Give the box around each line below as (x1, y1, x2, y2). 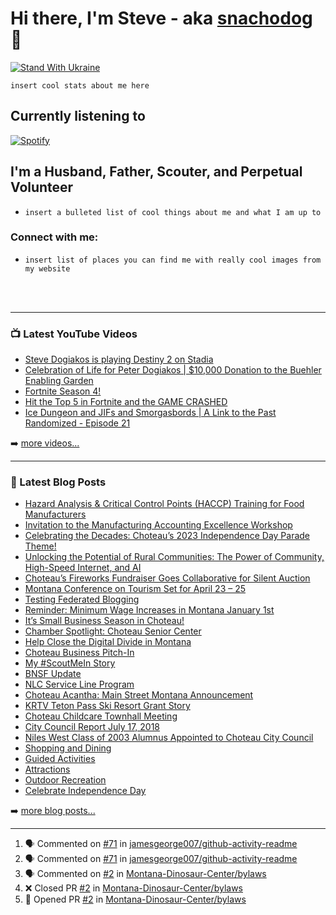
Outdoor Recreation (24, 774, 107, 786)
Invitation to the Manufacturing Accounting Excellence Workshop (24, 519, 293, 531)
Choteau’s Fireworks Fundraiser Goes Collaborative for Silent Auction (24, 572, 311, 584)
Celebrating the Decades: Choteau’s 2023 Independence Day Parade (24, 530, 311, 542)
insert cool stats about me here (10, 80, 150, 91)
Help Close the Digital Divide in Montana (24, 636, 192, 648)
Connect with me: (10, 230, 99, 244)
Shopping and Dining (24, 742, 112, 754)
